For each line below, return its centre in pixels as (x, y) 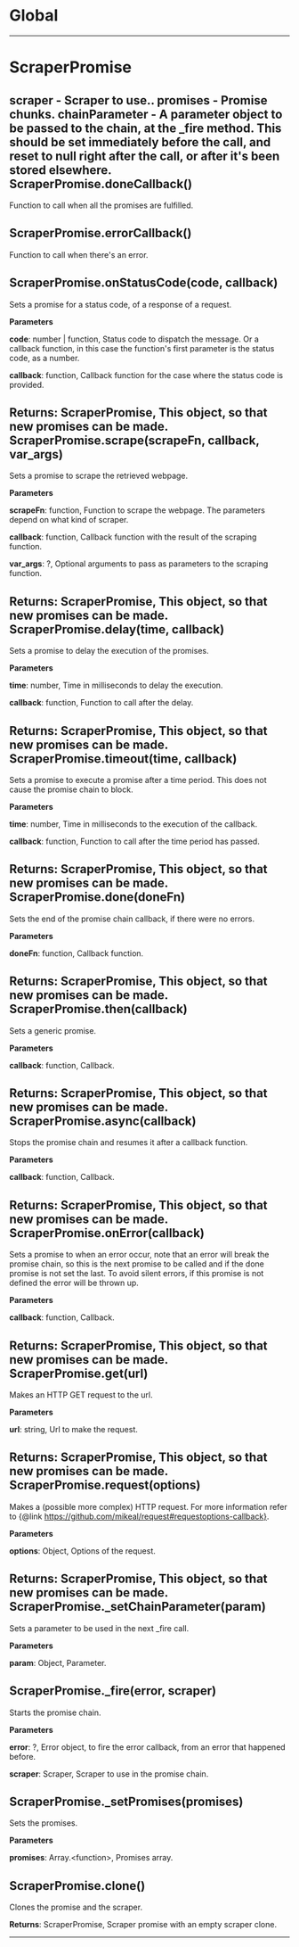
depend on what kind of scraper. (69, 520)
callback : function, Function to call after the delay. (101, 703)
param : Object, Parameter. (58, 1662)
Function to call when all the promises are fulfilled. (101, 205)
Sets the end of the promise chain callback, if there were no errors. (132, 919)
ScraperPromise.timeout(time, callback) (123, 759)
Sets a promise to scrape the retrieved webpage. (99, 476)
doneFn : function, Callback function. (77, 953)
